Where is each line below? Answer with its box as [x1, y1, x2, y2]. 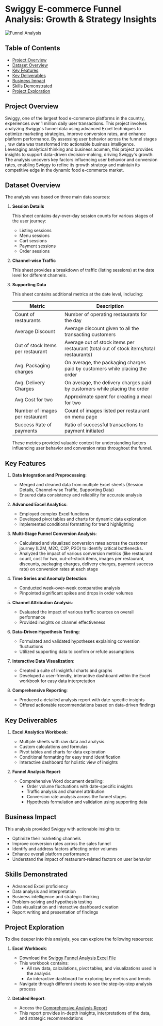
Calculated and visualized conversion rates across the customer [19, 540, 148, 546]
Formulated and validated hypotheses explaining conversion [19, 638, 140, 644]
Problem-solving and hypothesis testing [12, 899, 92, 905]
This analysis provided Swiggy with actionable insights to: [5, 826, 121, 832]
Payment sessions [19, 243, 56, 249]
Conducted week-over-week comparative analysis [19, 585, 120, 591]
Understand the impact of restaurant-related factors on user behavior [12, 856, 151, 862]
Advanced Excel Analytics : [12, 501, 68, 508]
